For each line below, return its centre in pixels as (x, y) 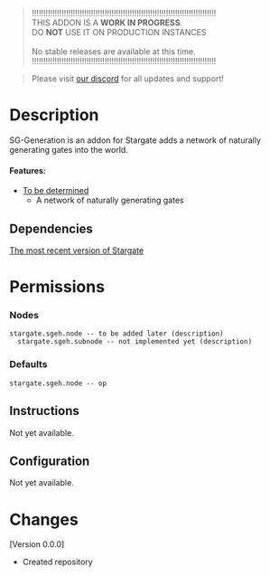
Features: (28, 170)
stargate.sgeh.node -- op (58, 383)
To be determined (56, 191)
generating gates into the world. (69, 149)
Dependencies (51, 228)
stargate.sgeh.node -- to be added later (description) (116, 334)
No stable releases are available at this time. (113, 52)
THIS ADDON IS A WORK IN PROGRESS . (107, 23)
